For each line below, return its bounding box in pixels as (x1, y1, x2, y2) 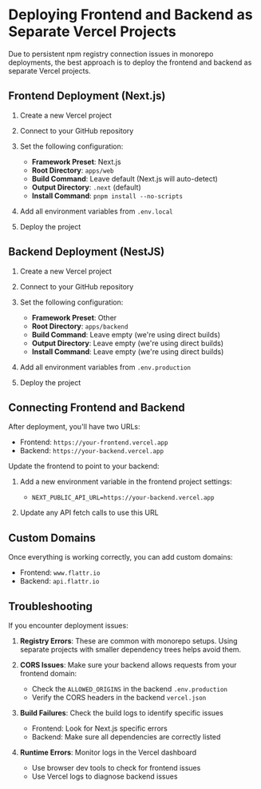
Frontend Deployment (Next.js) (8, 90, 166, 103)
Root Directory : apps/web (31, 165, 114, 175)
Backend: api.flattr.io (19, 576, 100, 586)
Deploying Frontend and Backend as (8, 6, 253, 24)
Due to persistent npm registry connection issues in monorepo (8, 49, 214, 58)
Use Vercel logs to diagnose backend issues (31, 771, 178, 781)
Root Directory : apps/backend (31, 321, 129, 331)
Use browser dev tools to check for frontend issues (31, 763, 201, 772)
